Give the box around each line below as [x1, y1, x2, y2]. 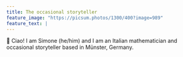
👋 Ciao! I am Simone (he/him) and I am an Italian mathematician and [6, 37, 177, 45]
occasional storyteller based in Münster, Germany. [6, 44, 134, 51]
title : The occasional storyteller [6, 9, 98, 15]
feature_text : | [6, 20, 48, 26]
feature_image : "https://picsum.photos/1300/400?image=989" [6, 15, 164, 21]
